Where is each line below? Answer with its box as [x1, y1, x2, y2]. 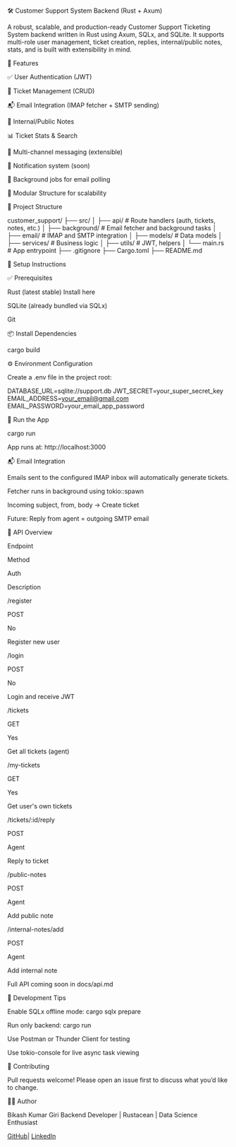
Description [7, 583, 41, 591]
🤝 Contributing [7, 1062, 50, 1070]
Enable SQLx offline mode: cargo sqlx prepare [7, 1007, 141, 1016]
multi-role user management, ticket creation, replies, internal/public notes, [7, 38, 223, 46]
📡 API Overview [7, 528, 53, 536]
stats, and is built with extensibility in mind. [7, 45, 132, 54]
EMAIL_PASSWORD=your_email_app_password [7, 402, 144, 410]
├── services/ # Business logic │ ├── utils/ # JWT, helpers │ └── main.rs [7, 239, 224, 247]
